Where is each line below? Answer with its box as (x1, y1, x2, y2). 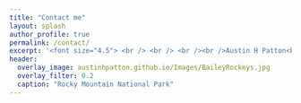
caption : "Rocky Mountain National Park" (17, 80, 175, 89)
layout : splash (9, 21, 66, 30)
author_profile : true (9, 30, 90, 39)
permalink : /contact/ (9, 38, 90, 47)
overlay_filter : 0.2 (17, 72, 94, 81)
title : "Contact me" (9, 13, 87, 22)
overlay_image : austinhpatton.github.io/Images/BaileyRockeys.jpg (17, 64, 271, 73)
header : (9, 55, 39, 64)
